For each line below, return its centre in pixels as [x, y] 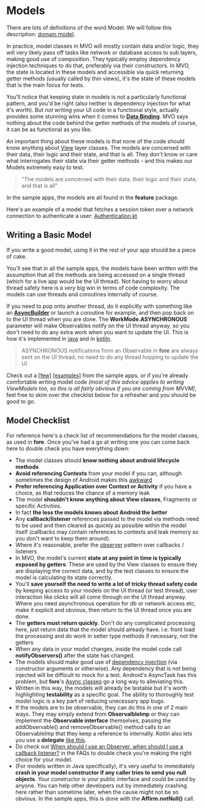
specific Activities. [39, 506]
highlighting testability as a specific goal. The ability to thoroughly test [104, 694]
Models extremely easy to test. [45, 167]
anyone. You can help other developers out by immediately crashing [101, 785]
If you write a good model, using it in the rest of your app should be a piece [101, 250]
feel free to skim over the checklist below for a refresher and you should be [101, 395]
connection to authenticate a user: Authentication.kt [72, 215]
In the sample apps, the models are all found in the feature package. [93, 197]
